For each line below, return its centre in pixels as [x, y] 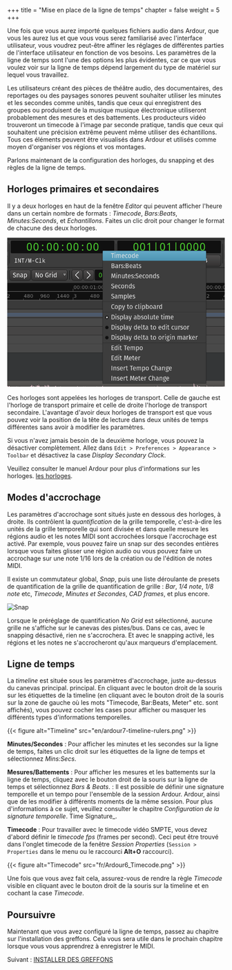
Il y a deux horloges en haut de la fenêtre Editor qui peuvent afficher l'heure [115, 206]
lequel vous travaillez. [38, 75]
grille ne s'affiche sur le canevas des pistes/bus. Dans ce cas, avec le [106, 627]
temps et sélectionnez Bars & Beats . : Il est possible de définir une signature [116, 787]
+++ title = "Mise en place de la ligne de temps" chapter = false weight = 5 [113, 10]
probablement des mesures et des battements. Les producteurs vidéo [106, 117]
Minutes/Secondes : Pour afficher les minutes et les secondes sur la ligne [113, 744]
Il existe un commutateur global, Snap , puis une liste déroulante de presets [114, 579]
